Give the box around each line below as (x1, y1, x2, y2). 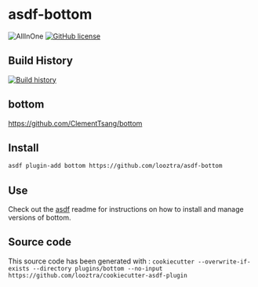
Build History (8, 54, 73, 67)
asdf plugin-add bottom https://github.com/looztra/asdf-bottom (8, 162, 223, 170)
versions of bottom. (8, 213, 71, 223)
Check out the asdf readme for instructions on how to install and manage (8, 205, 245, 214)
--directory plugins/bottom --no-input (32, 264, 163, 272)
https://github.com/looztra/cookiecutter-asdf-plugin (8, 271, 188, 279)
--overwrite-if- (197, 257, 251, 266)
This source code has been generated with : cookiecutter (8, 256, 194, 266)
